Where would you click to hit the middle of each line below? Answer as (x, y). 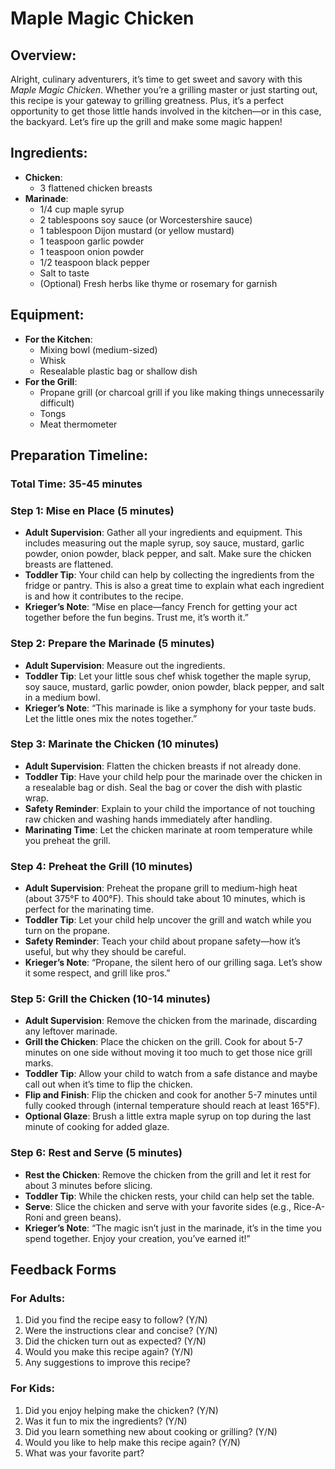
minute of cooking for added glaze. (97, 1127)
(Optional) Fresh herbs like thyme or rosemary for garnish (158, 283)
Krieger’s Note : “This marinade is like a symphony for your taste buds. (170, 708)
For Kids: (32, 1389)
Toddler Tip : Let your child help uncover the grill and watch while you (168, 920)
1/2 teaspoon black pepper (95, 262)
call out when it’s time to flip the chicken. (108, 1084)
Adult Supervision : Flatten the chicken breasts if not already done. (163, 766)
